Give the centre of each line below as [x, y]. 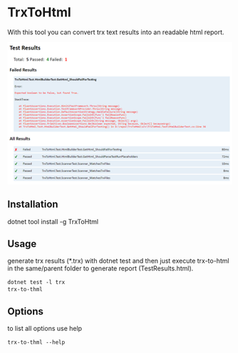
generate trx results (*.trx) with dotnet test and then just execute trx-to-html [118, 261]
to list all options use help [45, 329]
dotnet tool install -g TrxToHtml [53, 221]
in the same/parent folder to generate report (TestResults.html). [100, 268]
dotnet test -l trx [36, 283]
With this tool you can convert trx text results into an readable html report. [116, 32]
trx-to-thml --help [36, 342]
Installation [33, 205]
